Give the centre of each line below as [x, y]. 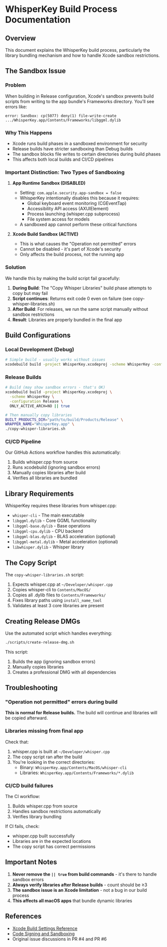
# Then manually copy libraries [39, 415]
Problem [16, 85]
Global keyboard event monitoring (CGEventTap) [77, 203]
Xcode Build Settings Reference [45, 928]
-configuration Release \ [37, 401]
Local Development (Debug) [40, 349]
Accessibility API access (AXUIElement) [68, 209]
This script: [17, 652]
